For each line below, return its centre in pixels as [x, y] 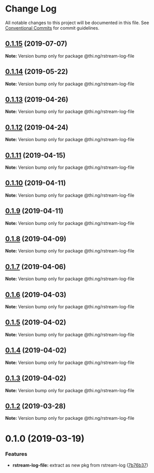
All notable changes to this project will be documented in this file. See [77, 23]
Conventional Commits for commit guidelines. [52, 28]
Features [16, 454]
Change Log [31, 9]
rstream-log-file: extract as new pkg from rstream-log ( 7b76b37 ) [80, 465]
